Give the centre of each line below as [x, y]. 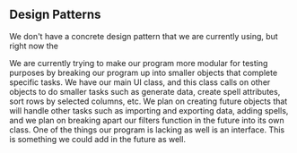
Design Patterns [55, 15]
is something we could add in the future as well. [98, 139]
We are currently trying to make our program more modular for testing [139, 63]
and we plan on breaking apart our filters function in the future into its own [147, 120]
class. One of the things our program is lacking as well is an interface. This [147, 130]
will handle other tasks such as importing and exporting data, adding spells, [149, 110]
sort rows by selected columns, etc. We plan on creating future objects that [148, 101]
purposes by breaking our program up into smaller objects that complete [144, 72]
